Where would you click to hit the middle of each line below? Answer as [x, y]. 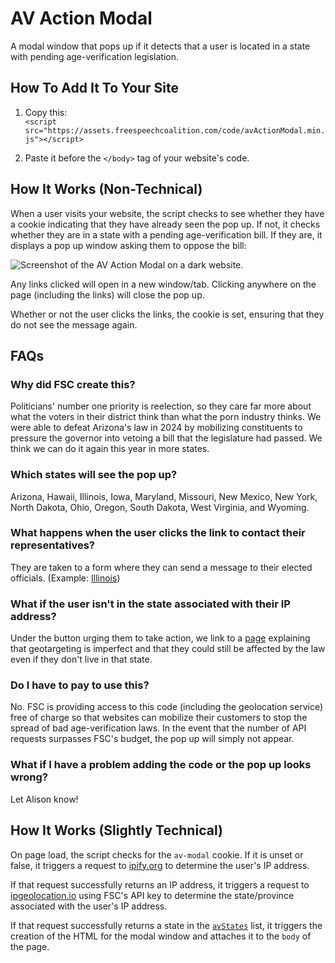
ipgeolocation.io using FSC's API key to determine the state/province [152, 895]
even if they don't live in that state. [81, 659]
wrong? [29, 777]
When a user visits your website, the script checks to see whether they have [167, 213]
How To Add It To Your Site [95, 88]
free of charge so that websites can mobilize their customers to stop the [159, 718]
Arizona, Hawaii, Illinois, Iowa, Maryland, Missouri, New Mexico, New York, [164, 496]
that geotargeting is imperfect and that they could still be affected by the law [168, 649]
